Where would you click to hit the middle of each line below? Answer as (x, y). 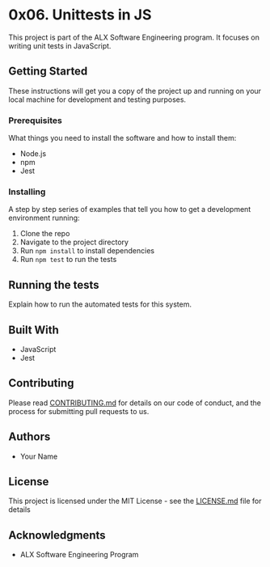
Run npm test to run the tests (68, 260)
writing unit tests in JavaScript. (60, 45)
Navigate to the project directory (74, 242)
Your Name (39, 456)
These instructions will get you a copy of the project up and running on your (135, 91)
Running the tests (54, 285)
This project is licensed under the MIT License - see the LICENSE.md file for (135, 501)
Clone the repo (45, 234)
